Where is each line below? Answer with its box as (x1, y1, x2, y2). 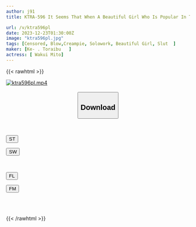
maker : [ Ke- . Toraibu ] (6, 46, 72, 53)
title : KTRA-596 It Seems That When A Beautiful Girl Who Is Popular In (6, 14, 187, 20)
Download (80, 103, 116, 112)
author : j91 (6, 8, 35, 15)
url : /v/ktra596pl (6, 25, 51, 30)
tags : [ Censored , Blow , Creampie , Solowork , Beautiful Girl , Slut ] (6, 41, 176, 47)
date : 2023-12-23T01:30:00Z (6, 30, 75, 36)
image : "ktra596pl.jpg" (6, 36, 64, 42)
